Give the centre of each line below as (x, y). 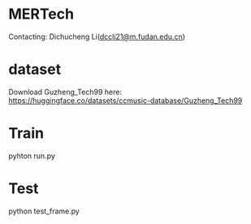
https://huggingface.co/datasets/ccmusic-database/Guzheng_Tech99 (125, 100)
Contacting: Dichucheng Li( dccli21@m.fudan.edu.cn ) (97, 37)
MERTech (41, 14)
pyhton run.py (32, 156)
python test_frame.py (44, 211)
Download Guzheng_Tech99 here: (65, 92)
